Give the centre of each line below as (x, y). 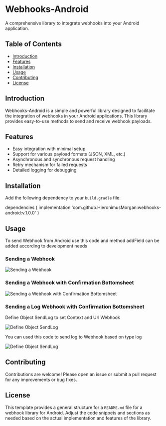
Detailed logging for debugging (44, 170)
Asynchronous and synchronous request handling (64, 159)
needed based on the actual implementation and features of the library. (78, 418)
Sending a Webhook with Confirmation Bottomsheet (70, 282)
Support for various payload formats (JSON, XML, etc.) (69, 154)
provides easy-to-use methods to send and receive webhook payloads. (79, 121)
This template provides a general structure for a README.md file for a (74, 407)
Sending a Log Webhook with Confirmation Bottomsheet (75, 306)
